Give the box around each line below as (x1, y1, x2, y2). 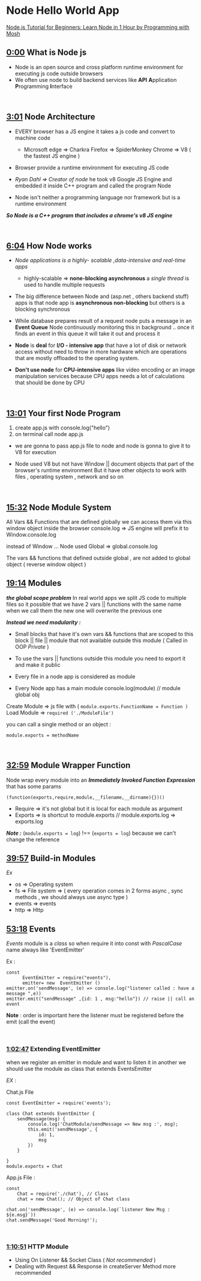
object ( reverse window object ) (6, 561, 86, 568)
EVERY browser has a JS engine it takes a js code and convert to (14, 128, 175, 135)
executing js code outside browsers (14, 70, 103, 77)
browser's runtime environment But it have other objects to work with (14, 467, 187, 474)
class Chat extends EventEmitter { (6, 1111, 95, 1117)
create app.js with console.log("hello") (14, 424, 110, 431)
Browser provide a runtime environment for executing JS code (14, 164, 169, 171)
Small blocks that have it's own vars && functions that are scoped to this (14, 630, 194, 637)
